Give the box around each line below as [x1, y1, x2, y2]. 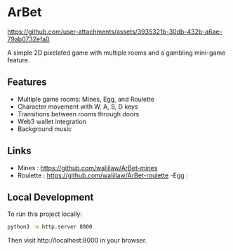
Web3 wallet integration [17, 117, 86, 125]
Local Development [7, 191, 94, 203]
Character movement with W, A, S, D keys [17, 102, 138, 111]
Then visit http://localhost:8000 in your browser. [7, 236, 147, 245]
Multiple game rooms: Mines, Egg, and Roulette [17, 95, 154, 103]
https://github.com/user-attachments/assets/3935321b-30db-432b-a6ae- [7, 27, 222, 36]
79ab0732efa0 [7, 34, 51, 43]
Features [7, 76, 47, 88]
